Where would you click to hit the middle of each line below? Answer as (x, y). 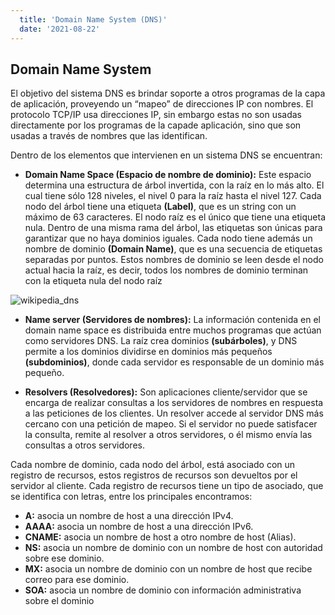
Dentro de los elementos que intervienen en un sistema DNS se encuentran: (166, 155)
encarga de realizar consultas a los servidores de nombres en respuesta (174, 403)
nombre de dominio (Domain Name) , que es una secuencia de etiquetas (173, 249)
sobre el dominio (59, 601)
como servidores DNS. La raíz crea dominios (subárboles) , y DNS (161, 341)
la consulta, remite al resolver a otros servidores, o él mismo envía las (168, 435)
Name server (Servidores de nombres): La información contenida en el (172, 320)
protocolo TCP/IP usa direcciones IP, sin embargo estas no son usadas (156, 115)
